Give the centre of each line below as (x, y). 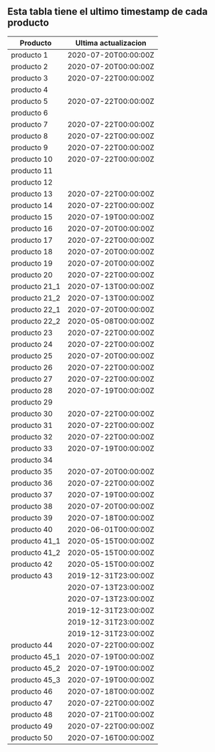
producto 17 (32, 240)
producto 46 (32, 691)
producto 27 (32, 379)
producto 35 (32, 471)
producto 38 (32, 506)
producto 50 (32, 738)
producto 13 (32, 194)
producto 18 (32, 251)
